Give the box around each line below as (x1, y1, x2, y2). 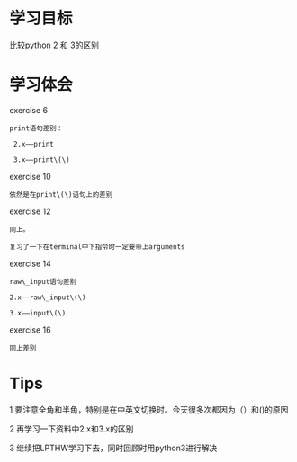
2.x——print (13, 139, 54, 148)
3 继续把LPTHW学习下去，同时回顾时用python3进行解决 (9, 442, 218, 453)
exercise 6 (9, 104, 48, 115)
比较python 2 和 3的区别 (9, 40, 99, 50)
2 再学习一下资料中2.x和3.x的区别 (9, 423, 134, 434)
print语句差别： (9, 123, 64, 133)
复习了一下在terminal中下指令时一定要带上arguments (9, 242, 185, 252)
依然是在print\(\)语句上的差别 (9, 190, 113, 199)
